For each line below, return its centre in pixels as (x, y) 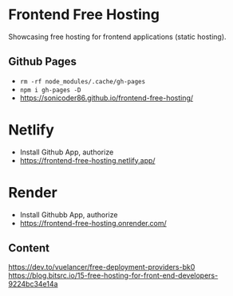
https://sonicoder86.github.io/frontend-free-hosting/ (107, 98)
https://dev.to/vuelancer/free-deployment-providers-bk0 (102, 267)
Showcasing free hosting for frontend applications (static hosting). (117, 37)
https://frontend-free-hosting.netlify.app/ (87, 160)
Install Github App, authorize (67, 152)
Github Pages (43, 62)
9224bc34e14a (33, 284)
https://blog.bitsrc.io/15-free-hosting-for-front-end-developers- (113, 275)
